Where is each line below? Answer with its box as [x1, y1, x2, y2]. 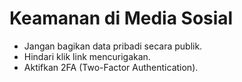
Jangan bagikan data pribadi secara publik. [23, 40, 203, 52]
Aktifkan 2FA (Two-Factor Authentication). [23, 61, 199, 73]
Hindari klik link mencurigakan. [23, 50, 151, 62]
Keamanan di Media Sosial [9, 7, 234, 30]
